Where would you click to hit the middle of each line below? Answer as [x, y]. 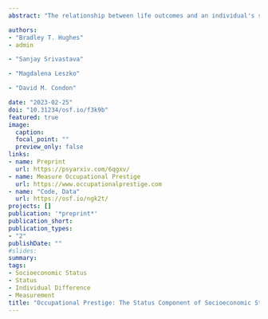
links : [19, 155]
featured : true [33, 117]
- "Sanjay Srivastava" [46, 59]
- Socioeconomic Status [48, 273]
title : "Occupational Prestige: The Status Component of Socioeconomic [130, 303]
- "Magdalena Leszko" [44, 74]
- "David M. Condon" [43, 89]
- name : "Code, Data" [44, 191]
